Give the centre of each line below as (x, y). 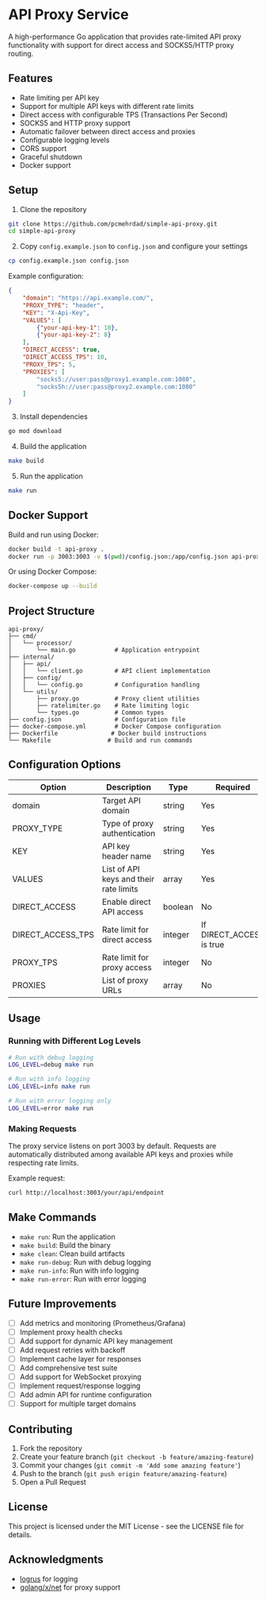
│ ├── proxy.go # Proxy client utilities (104, 699)
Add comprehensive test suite (68, 1367)
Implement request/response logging (80, 1386)
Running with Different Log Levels (74, 1041)
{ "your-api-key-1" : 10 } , (78, 327)
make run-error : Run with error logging (83, 1279)
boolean (178, 906)
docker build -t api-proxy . (56, 549)
